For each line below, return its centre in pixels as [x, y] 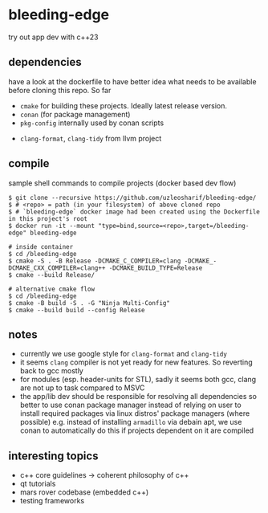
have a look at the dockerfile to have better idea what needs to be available [132, 81]
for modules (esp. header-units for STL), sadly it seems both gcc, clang [138, 380]
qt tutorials [38, 484]
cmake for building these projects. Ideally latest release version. [123, 105]
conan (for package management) [75, 114]
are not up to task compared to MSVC [82, 388]
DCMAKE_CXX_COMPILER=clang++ [57, 268]
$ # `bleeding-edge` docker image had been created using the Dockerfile [134, 212]
